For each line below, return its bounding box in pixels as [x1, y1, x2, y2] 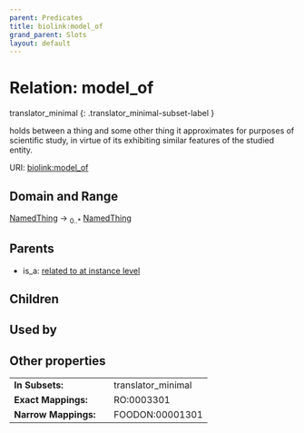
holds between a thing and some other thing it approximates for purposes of [9, 125, 295, 136]
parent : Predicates [9, 13, 83, 23]
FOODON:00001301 [113, 408, 203, 421]
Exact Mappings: [14, 394, 88, 407]
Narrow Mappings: [14, 408, 96, 421]
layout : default [9, 38, 71, 48]
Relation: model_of [9, 78, 154, 98]
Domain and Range [9, 188, 119, 204]
